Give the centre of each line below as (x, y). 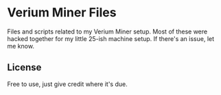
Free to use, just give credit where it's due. (68, 84)
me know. (21, 46)
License (24, 67)
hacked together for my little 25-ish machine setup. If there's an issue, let (111, 38)
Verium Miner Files (62, 13)
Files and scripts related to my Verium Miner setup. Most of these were (107, 31)
